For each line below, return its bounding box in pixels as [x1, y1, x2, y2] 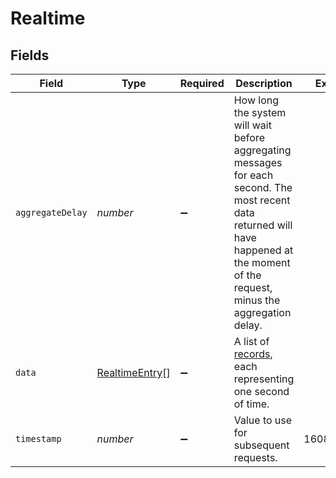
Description [235, 77, 293, 90]
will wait [233, 118, 272, 132]
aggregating [233, 143, 292, 157]
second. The [233, 181, 293, 194]
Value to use [233, 413, 293, 427]
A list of [233, 335, 270, 348]
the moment [233, 256, 291, 269]
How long [233, 93, 280, 107]
